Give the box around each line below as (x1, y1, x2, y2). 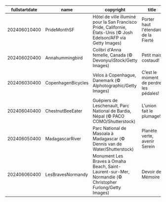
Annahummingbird (45, 55, 83, 61)
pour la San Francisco (92, 19, 137, 25)
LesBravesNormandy (45, 171, 88, 177)
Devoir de (141, 169, 162, 174)
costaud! (141, 57, 160, 63)
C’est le (141, 70, 157, 76)
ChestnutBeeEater (45, 108, 83, 114)
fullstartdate (11, 6, 38, 12)
